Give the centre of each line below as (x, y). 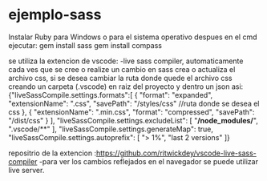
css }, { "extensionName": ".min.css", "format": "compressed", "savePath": (131, 112)
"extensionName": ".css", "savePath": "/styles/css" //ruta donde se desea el (134, 103)
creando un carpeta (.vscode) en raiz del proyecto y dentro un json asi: (126, 86)
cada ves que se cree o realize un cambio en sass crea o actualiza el (122, 69)
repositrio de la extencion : (53, 153)
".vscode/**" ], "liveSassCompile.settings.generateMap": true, (111, 129)
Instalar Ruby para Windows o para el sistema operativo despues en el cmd (133, 37)
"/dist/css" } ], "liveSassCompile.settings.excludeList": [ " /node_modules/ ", (133, 120)
